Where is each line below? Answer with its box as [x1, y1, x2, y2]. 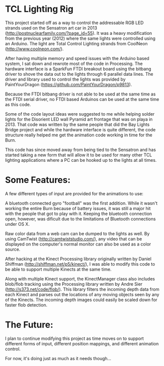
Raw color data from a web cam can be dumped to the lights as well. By [5, 230, 150, 237]
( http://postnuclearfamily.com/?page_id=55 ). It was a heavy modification [5, 30, 152, 36]
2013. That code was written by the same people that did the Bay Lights [5, 122, 150, 127]
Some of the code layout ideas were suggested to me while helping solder [5, 111, 155, 117]
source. [5, 246, 21, 252]
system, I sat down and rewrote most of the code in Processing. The [5, 61, 143, 66]
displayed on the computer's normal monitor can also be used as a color [5, 241, 151, 247]
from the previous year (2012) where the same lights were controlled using [5, 35, 156, 41]
